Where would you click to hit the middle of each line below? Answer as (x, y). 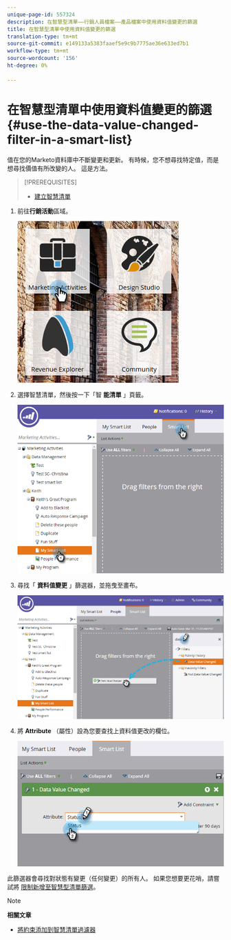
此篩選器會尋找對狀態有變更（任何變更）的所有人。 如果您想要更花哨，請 (110, 878)
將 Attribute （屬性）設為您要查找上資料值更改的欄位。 (95, 731)
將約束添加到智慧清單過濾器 (56, 929)
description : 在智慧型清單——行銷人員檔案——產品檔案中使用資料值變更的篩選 (102, 22)
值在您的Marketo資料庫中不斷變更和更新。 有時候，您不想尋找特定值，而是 (113, 159)
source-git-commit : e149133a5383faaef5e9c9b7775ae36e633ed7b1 (98, 44)
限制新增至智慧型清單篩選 (57, 887)
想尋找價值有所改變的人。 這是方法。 (59, 168)
